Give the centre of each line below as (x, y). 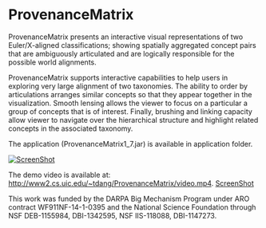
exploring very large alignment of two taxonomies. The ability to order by (128, 86)
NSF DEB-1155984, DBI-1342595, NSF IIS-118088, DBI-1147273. (113, 215)
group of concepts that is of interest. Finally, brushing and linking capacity (131, 111)
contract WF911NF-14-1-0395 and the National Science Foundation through (132, 207)
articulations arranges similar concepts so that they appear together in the (131, 94)
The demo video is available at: (60, 175)
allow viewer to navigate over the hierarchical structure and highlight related (133, 120)
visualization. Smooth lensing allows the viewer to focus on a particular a (128, 103)
